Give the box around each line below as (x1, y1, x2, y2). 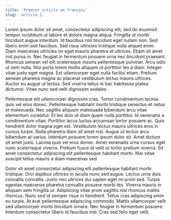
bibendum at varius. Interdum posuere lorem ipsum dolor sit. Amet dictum (5, 134, 161, 140)
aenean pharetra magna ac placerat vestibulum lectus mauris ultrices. (5, 75, 152, 81)
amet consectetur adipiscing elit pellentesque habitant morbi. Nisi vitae (5, 150, 155, 156)
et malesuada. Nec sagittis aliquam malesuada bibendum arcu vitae (5, 107, 148, 113)
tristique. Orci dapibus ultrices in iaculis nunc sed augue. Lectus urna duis (5, 170, 161, 177)
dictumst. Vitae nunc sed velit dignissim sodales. (5, 86, 108, 92)
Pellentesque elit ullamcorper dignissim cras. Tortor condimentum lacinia (5, 95, 159, 102)
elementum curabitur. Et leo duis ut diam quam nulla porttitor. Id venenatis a (5, 112, 164, 118)
